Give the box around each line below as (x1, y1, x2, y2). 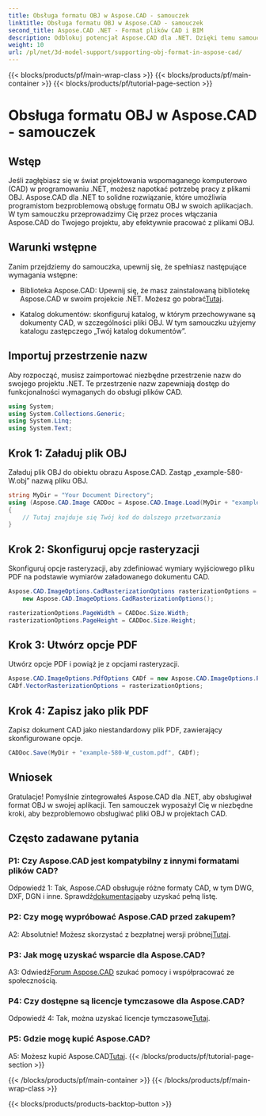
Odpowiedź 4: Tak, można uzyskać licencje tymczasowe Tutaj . (8, 1014, 211, 1023)
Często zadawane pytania (8, 831, 139, 845)
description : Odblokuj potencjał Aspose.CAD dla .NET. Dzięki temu (8, 33, 236, 42)
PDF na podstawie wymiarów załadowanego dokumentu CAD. (8, 572, 210, 582)
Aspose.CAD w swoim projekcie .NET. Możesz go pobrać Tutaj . (19, 294, 224, 304)
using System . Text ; (8, 425, 73, 433)
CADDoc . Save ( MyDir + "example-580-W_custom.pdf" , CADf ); (8, 749, 200, 757)
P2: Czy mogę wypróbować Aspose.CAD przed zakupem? (8, 912, 236, 923)
